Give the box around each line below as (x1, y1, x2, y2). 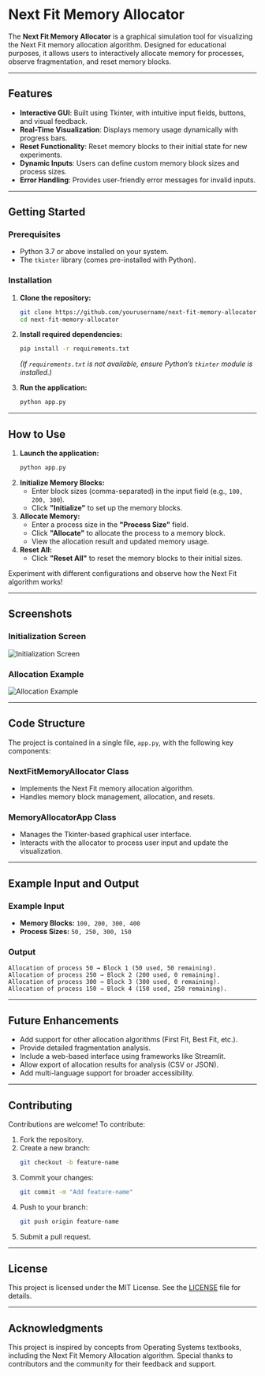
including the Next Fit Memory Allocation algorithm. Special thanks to (8, 1351, 233, 1360)
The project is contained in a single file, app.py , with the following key (8, 738, 234, 747)
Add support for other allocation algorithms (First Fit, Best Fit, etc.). (19, 1035, 238, 1045)
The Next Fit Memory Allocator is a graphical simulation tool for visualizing (8, 32, 253, 41)
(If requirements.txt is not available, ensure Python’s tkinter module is (19, 359, 253, 368)
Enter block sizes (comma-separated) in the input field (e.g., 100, (31, 486, 244, 495)
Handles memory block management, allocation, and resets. (19, 792, 215, 802)
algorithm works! (8, 577, 63, 586)
